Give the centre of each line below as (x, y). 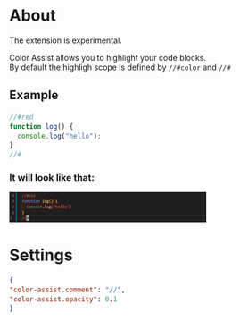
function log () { (41, 126)
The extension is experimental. (66, 40)
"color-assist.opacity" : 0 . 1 (63, 299)
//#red (21, 117)
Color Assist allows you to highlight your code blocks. (108, 57)
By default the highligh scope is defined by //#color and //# (120, 67)
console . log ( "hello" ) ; (59, 136)
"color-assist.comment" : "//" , (67, 290)
